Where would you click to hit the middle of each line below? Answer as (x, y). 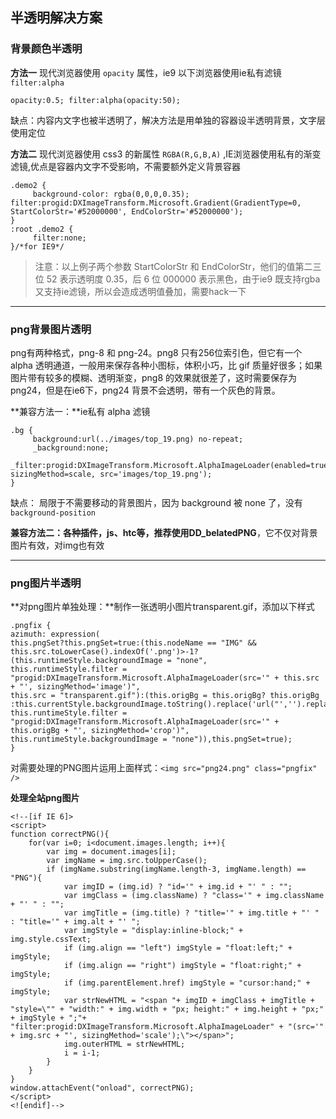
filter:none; (59, 238)
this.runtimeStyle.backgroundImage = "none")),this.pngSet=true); (151, 739)
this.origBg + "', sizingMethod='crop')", (100, 731)
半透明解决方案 (56, 18)
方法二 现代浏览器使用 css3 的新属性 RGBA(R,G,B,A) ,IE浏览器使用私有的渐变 (166, 154)
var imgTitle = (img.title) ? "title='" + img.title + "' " (191, 913)
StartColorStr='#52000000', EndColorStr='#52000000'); (127, 211)
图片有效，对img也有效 (57, 545)
